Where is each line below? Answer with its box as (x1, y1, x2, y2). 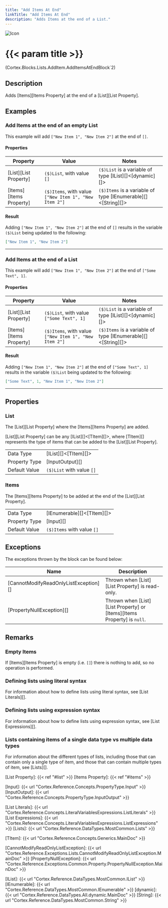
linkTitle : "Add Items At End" (5, 12, 70, 17)
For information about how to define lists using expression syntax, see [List (5, 718, 160, 724)
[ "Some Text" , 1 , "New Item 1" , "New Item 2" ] (5, 379, 104, 384)
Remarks (5, 633, 34, 642)
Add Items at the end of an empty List (5, 122, 98, 129)
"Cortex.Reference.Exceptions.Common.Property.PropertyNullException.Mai (5, 861, 162, 867)
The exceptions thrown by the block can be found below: (5, 556, 122, 562)
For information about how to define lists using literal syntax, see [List (5, 689, 148, 695)
